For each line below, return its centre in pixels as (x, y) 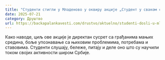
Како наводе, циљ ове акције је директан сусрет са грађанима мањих (79, 37)
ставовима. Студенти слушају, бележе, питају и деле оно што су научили (82, 47)
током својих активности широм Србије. (48, 53)
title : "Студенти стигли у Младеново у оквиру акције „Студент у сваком (81, 10)
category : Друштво (24, 19)
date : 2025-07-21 (23, 14)
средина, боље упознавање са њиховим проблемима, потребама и (77, 42)
